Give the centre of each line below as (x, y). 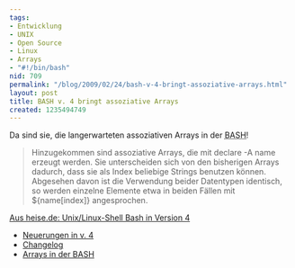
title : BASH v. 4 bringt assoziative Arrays (94, 101)
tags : (19, 18)
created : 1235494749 (48, 110)
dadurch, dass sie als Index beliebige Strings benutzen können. (149, 172)
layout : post (34, 93)
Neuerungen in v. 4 (58, 236)
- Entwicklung (36, 26)
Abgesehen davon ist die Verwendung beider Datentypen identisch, (157, 182)
